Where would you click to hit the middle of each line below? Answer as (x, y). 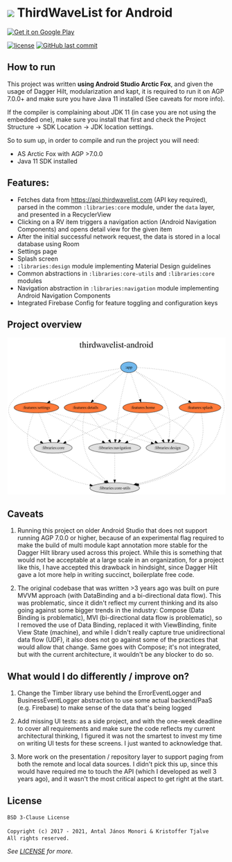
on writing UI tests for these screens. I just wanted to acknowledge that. (120, 743)
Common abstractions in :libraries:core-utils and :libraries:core (116, 273)
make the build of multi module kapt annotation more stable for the (112, 545)
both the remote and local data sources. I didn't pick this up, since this (117, 764)
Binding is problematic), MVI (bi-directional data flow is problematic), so (120, 618)
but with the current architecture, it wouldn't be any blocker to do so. (115, 655)
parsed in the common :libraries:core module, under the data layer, (116, 207)
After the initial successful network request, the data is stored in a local (118, 236)
